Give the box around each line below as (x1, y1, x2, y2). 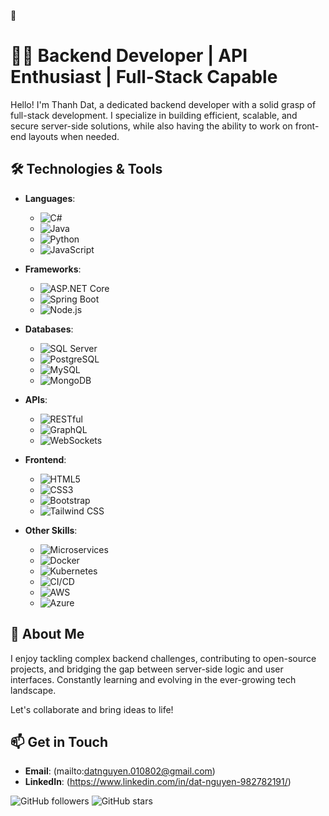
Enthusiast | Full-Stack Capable (10, 66, 278, 89)
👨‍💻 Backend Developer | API (10, 45, 248, 67)
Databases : (24, 323, 74, 335)
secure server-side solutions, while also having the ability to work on (10, 120, 293, 132)
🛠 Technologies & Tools (10, 161, 163, 178)
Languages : (24, 192, 76, 204)
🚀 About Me (10, 626, 85, 643)
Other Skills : (24, 524, 78, 536)
